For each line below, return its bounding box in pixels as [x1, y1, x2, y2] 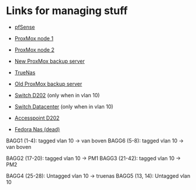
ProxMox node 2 [14, 46, 54, 53]
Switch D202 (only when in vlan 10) [14, 91, 100, 99]
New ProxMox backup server [14, 57, 85, 65]
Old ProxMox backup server [14, 80, 82, 87]
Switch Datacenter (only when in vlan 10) [14, 103, 114, 110]
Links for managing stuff [6, 4, 128, 18]
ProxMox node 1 [14, 35, 54, 42]
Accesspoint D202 [14, 114, 60, 121]
